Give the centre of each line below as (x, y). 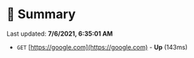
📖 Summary (41, 14)
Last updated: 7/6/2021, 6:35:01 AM (60, 34)
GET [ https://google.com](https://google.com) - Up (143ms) (102, 47)
